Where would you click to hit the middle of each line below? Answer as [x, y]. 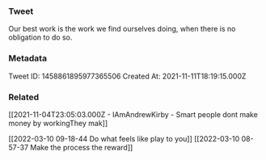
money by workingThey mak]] [58, 123]
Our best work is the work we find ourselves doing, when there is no [122, 29]
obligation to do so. [40, 37]
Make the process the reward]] [82, 147]
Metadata [27, 58]
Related [24, 97]
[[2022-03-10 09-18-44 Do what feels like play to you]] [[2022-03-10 [124, 138]
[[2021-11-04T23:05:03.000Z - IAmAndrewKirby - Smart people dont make [133, 114]
